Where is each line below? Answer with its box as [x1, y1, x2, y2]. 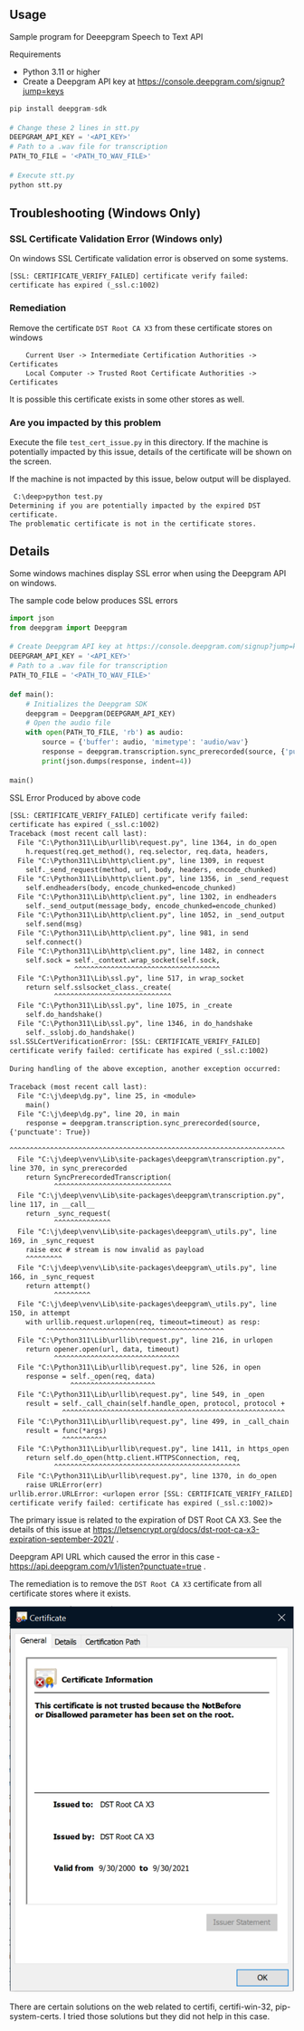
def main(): [9, 689, 54, 699]
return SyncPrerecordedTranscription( [25, 1172, 172, 1182]
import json [9, 613, 54, 622]
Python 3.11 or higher [22, 66, 101, 77]
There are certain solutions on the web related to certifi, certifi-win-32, [9, 2001, 273, 2012]
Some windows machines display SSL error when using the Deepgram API [9, 567, 287, 578]
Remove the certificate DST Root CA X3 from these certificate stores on [9, 322, 273, 333]
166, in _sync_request [9, 1272, 95, 1281]
